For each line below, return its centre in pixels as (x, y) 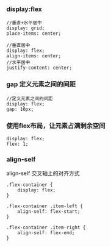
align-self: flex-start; (49, 212)
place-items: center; (34, 34)
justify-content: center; (39, 68)
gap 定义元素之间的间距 (41, 84)
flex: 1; (17, 144)
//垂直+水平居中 (24, 23)
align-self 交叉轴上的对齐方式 (43, 173)
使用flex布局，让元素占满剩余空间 (56, 126)
